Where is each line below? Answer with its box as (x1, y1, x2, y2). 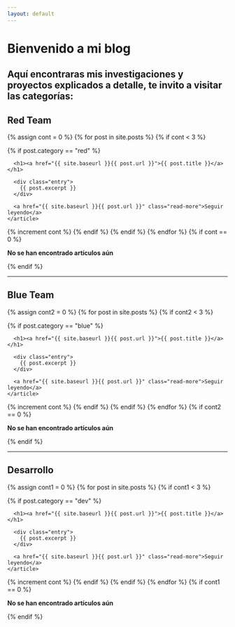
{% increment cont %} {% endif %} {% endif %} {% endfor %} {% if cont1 (7, 577, 220, 586)
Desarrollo (7, 464, 54, 476)
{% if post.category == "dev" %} (7, 496, 102, 505)
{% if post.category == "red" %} (7, 147, 101, 155)
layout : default (7, 10, 55, 18)
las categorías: (7, 91, 73, 103)
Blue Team (7, 289, 55, 301)
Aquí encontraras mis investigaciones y (7, 68, 184, 81)
